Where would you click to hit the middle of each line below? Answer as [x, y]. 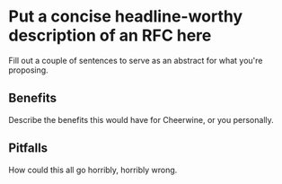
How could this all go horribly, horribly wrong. [93, 170]
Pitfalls [28, 149]
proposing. [28, 70]
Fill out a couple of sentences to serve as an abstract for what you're [136, 60]
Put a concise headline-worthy [126, 17]
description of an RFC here [110, 35]
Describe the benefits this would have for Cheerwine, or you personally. [141, 119]
